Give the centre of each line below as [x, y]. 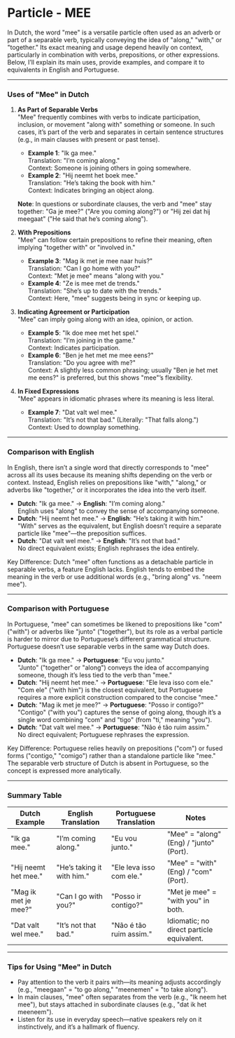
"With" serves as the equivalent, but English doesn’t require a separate [119, 526]
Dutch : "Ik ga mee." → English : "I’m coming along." [91, 503]
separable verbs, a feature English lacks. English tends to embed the [106, 569]
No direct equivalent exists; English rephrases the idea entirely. [108, 548]
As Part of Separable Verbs [58, 109]
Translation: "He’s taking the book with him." [92, 183]
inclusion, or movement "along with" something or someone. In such [116, 125]
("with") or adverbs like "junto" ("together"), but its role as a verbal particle [115, 631]
